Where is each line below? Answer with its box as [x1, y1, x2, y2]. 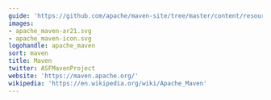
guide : [8, 11, 31, 20]
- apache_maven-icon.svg [8, 34, 92, 43]
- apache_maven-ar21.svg [8, 27, 92, 35]
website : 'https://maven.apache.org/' [8, 72, 139, 80]
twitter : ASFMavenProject [8, 65, 95, 73]
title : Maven [8, 57, 52, 65]
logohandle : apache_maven [8, 42, 95, 50]
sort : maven [8, 49, 48, 57]
